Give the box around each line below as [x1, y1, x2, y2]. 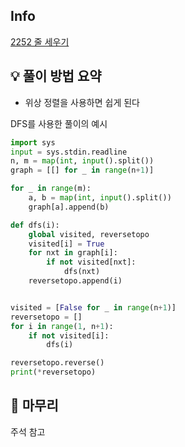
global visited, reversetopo [28, 229, 150, 239]
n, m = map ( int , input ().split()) [10, 156, 155, 166]
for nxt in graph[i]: [28, 248, 118, 258]
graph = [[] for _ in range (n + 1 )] [10, 165, 155, 176]
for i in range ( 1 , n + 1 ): [10, 321, 114, 331]
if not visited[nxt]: [46, 257, 137, 268]
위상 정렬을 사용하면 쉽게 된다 [24, 96, 140, 108]
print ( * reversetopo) [10, 367, 97, 378]
